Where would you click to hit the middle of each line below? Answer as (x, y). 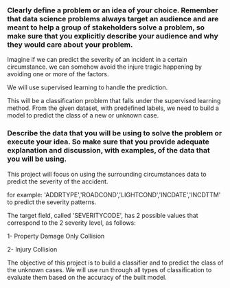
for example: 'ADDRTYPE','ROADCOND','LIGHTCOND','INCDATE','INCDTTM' (114, 195)
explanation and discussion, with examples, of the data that (109, 151)
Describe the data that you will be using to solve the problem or (115, 133)
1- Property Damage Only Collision (56, 236)
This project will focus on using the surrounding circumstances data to (107, 174)
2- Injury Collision (32, 249)
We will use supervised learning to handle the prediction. (88, 87)
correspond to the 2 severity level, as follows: (71, 223)
